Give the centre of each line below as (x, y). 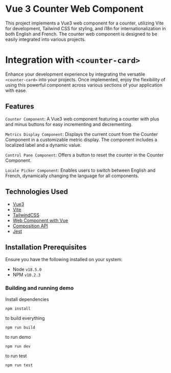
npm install (18, 309)
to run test (16, 356)
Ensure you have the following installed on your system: (64, 260)
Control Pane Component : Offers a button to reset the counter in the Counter (84, 155)
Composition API (30, 226)
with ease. (16, 90)
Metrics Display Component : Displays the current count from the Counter (82, 134)
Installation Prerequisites (46, 247)
